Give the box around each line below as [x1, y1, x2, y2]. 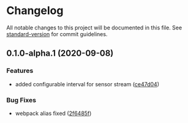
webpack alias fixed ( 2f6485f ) [15, 110, 92, 117]
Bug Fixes [6, 95, 37, 104]
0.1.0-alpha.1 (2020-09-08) [6, 48, 114, 59]
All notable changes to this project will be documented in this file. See [6, 24, 182, 31]
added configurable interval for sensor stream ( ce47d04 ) [15, 80, 160, 88]
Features [6, 67, 34, 75]
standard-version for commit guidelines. [6, 30, 108, 37]
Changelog [6, 4, 64, 18]
